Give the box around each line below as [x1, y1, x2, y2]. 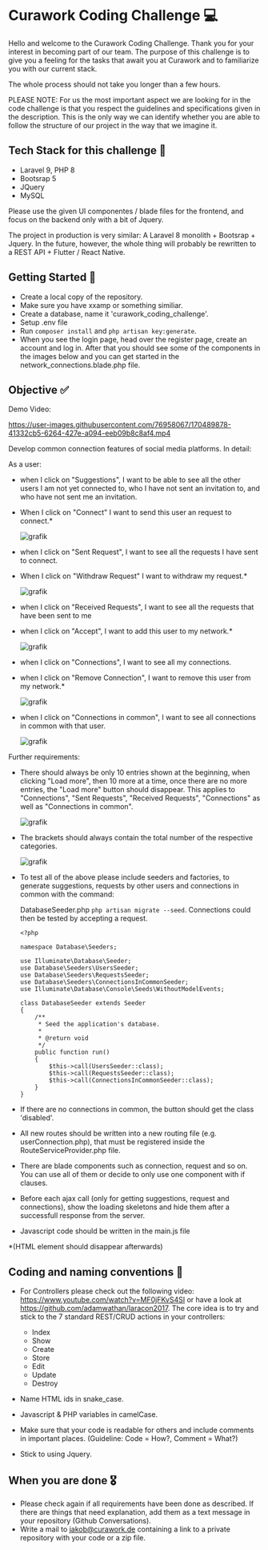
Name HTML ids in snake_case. [19, 1394, 124, 1404]
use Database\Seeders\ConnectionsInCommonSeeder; [19, 978, 190, 986]
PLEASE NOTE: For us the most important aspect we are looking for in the [8, 95, 251, 104]
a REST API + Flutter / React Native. [8, 247, 126, 257]
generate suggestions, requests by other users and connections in [19, 881, 239, 891]
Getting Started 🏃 [8, 270, 97, 285]
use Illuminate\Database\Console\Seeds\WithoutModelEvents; [19, 985, 225, 994]
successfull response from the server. [19, 1211, 146, 1220]
